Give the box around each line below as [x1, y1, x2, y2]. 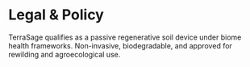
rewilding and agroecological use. [8, 49, 121, 59]
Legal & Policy [8, 6, 105, 24]
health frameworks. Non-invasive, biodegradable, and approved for [8, 40, 232, 50]
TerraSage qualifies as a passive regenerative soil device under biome [8, 32, 242, 42]
